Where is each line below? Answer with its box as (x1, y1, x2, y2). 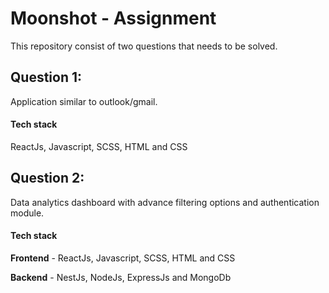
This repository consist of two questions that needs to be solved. (10, 40, 278, 52)
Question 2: (10, 170, 85, 187)
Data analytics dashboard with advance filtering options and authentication (10, 196, 320, 208)
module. (10, 207, 45, 219)
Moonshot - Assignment (10, 7, 217, 30)
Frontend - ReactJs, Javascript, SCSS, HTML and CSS (10, 252, 236, 264)
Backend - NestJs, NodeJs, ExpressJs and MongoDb (10, 271, 232, 283)
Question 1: (10, 69, 83, 86)
